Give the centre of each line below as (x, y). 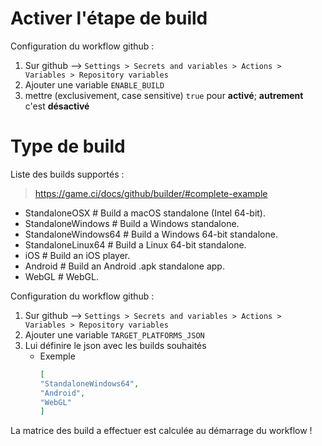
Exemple (57, 356)
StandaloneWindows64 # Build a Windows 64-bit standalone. (151, 234)
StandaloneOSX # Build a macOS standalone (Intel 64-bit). (145, 213)
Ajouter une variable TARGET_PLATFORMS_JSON (114, 334)
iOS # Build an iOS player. (77, 255)
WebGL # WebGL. (61, 276)
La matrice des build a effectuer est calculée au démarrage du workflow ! (161, 431)
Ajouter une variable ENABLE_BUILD (94, 84)
